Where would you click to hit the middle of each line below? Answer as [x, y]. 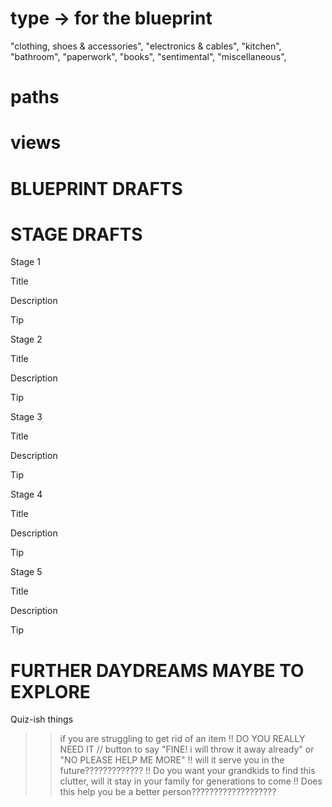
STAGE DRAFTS [76, 234]
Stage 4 [26, 494]
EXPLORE [50, 691]
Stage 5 [26, 572]
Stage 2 [26, 339]
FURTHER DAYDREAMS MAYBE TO [157, 670]
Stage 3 [26, 417]
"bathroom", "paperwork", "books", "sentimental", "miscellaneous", [148, 56]
